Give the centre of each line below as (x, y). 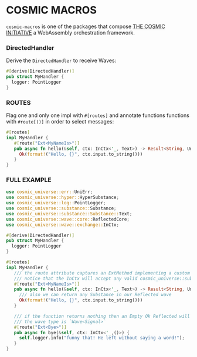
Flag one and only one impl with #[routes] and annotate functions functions (98, 115)
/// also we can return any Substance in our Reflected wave (95, 295)
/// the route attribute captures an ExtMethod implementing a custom (102, 273)
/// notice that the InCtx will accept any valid (76, 279)
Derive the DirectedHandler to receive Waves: (61, 61)
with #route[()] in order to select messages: (60, 122)
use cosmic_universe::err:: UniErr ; (50, 192)
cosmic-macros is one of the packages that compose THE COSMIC (86, 26)
